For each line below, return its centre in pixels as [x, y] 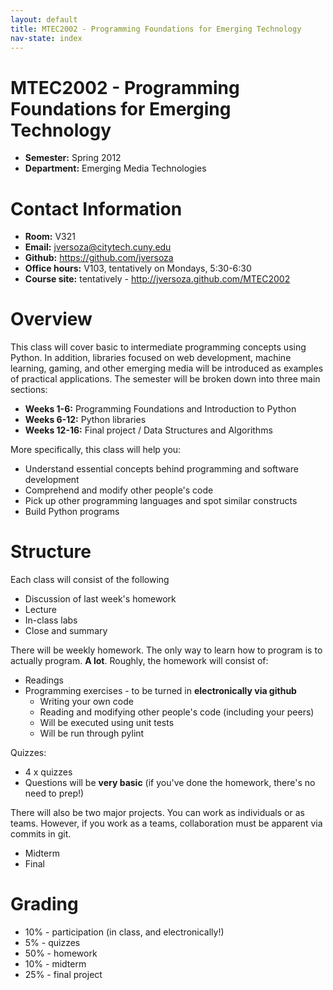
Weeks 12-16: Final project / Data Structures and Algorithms [148, 430]
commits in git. [41, 834]
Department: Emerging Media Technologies [115, 168]
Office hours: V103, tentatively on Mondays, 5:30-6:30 [138, 268]
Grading [44, 904]
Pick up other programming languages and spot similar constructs [161, 501]
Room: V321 [50, 237]
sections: [29, 390]
